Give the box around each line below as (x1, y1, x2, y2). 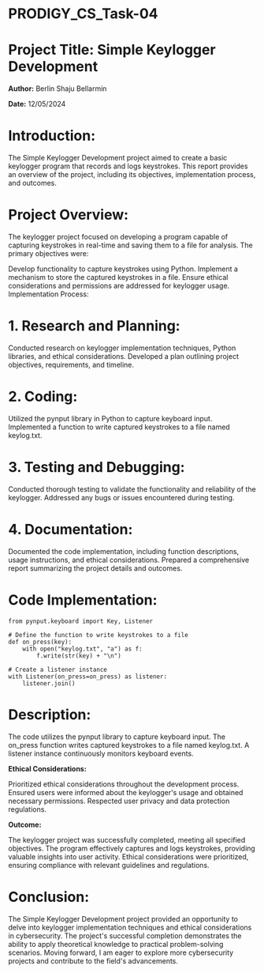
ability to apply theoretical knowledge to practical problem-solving (8, 939, 224, 948)
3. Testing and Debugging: (8, 458, 185, 477)
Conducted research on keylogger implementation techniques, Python (8, 343, 236, 353)
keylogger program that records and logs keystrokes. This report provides (8, 161, 248, 171)
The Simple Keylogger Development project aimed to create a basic (8, 153, 228, 163)
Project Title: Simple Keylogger (8, 41, 216, 59)
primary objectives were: (8, 249, 89, 258)
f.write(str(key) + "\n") (36, 651, 122, 660)
